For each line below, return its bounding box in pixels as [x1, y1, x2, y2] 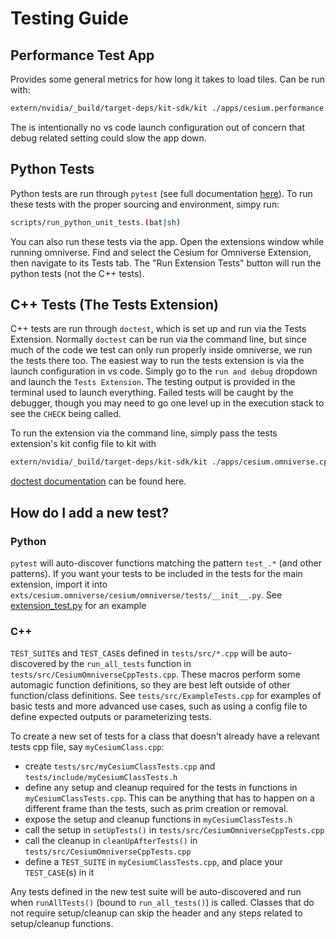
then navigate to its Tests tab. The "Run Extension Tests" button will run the [10, 257, 322, 269]
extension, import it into [10, 578, 108, 590]
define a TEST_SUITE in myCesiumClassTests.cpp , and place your [24, 856, 283, 868]
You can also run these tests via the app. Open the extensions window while [10, 235, 325, 247]
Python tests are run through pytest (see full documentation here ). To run [10, 187, 313, 199]
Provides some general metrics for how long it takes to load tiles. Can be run [10, 73, 326, 85]
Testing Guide [10, 7, 129, 30]
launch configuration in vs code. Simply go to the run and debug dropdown [10, 365, 318, 377]
